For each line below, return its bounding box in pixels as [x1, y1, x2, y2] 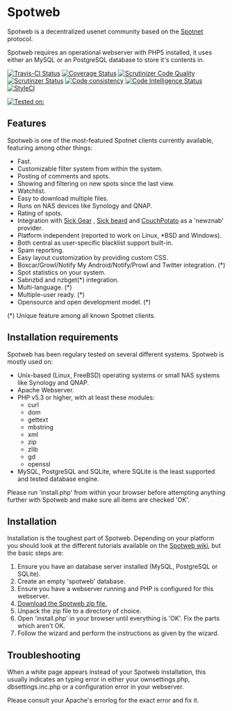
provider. [17, 224, 43, 232]
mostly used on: [7, 357, 53, 366]
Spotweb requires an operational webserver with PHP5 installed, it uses [7, 48, 213, 56]
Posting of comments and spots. [17, 171, 110, 180]
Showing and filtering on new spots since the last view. [17, 179, 175, 188]
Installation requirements [7, 332, 119, 344]
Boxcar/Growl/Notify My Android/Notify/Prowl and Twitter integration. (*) [17, 261, 226, 269]
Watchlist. [17, 186, 47, 195]
